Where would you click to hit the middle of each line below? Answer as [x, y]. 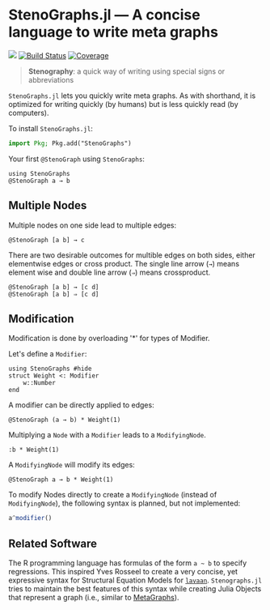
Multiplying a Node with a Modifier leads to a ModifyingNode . [107, 435]
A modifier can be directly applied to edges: [82, 405]
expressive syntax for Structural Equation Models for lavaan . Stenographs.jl [135, 580]
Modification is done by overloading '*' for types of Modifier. [109, 339]
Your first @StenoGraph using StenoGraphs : [77, 159]
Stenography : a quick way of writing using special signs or [127, 71]
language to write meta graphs [113, 32]
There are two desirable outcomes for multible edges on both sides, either [132, 255]
